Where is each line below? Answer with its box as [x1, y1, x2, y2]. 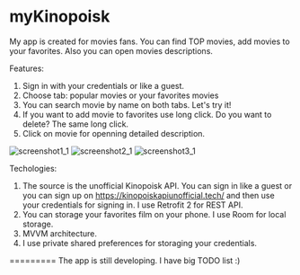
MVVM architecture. [22, 227, 97, 239]
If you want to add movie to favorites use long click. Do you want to [22, 109, 272, 120]
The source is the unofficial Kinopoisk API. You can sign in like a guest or [22, 180, 293, 191]
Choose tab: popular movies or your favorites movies [22, 90, 219, 101]
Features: [9, 63, 45, 74]
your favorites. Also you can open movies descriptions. [9, 45, 214, 56]
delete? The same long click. [22, 119, 128, 129]
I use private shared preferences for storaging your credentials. [22, 237, 258, 248]
